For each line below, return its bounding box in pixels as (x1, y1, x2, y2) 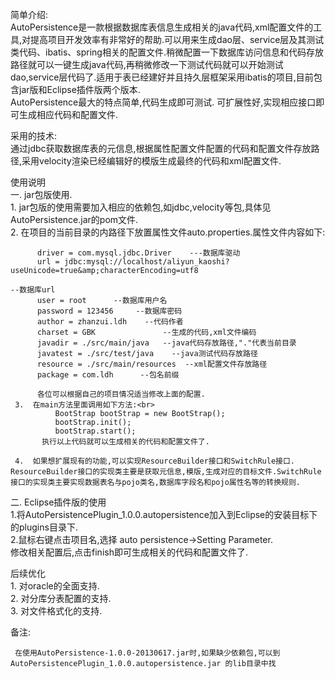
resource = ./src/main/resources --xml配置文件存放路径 (36, 359, 268, 369)
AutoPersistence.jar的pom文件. (10, 214, 139, 225)
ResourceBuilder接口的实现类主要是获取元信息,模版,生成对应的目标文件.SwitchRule (10, 467, 322, 477)
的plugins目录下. (10, 521, 78, 533)
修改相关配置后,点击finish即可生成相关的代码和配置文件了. (10, 546, 248, 558)
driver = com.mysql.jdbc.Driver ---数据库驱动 (36, 248, 241, 258)
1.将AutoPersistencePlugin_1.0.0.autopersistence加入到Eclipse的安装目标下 (10, 509, 318, 520)
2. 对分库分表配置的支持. (10, 593, 112, 604)
